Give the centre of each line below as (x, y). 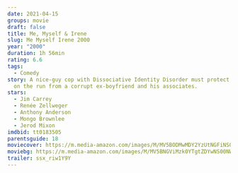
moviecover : (25, 145)
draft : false (27, 27)
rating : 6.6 (25, 60)
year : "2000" (27, 47)
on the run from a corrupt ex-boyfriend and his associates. (106, 86)
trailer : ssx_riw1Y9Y (39, 159)
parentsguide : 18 (33, 138)
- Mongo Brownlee (39, 119)
